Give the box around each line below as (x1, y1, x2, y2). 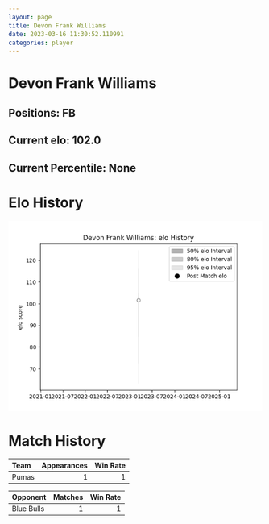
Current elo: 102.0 (8, 134, 101, 148)
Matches (52, 493, 84, 502)
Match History (8, 431, 106, 450)
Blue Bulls (11, 504, 45, 514)
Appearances (41, 460, 89, 470)
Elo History (8, 193, 84, 211)
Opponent (11, 493, 47, 502)
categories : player (8, 39, 74, 47)
